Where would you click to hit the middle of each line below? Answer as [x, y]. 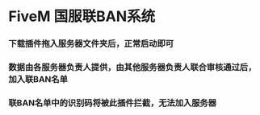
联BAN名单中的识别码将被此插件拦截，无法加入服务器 [112, 103]
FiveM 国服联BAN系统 [82, 16]
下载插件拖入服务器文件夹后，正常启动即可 [91, 43]
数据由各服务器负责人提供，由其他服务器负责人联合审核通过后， [132, 68]
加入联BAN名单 [38, 80]
